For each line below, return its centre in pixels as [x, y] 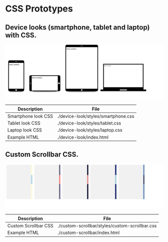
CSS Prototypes [39, 9]
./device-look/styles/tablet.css [89, 123]
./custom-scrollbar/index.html [89, 233]
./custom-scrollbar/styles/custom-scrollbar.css [107, 225]
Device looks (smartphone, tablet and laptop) [77, 27]
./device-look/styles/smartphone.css [96, 116]
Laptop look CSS [25, 130]
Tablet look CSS [24, 123]
